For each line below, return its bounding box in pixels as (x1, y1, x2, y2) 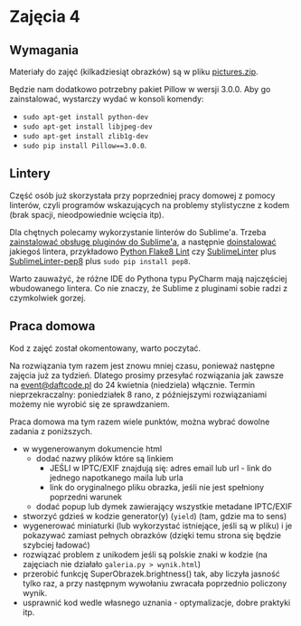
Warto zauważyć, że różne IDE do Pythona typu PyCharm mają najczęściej (9, 273, 287, 284)
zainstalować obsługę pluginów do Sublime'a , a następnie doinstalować (9, 236, 277, 247)
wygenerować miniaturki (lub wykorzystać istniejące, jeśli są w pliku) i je (22, 520, 293, 531)
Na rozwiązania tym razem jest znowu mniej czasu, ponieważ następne (9, 360, 276, 371)
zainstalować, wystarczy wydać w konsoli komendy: (9, 93, 204, 104)
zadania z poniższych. (9, 425, 93, 436)
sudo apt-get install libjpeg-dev (22, 122, 153, 131)
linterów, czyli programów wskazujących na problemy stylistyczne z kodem (9, 199, 290, 210)
